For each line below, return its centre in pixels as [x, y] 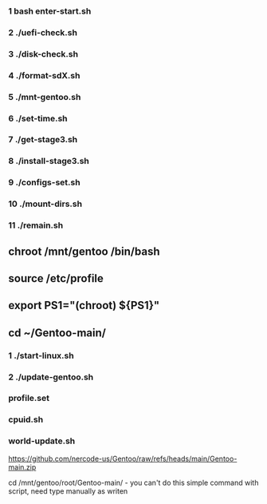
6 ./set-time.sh [38, 118]
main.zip [22, 467]
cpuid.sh [26, 419]
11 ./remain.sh [36, 225]
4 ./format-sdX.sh [44, 75]
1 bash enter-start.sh [50, 11]
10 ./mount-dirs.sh [45, 204]
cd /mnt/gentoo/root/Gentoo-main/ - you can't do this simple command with [133, 482]
